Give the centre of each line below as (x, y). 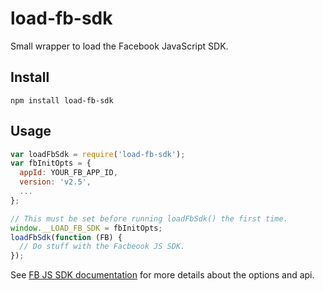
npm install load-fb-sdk (62, 100)
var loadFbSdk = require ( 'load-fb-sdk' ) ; (98, 154)
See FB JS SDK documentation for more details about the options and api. (162, 275)
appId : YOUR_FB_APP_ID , (68, 173)
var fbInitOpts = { (51, 163)
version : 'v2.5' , (55, 182)
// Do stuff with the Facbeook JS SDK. (102, 247)
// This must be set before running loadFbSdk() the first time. (149, 218)
